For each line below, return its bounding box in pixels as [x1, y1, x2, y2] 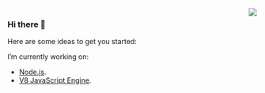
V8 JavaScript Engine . [18, 76, 92, 85]
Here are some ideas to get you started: [7, 37, 138, 46]
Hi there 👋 [7, 19, 47, 30]
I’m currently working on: [7, 52, 89, 61]
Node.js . [18, 67, 47, 77]
